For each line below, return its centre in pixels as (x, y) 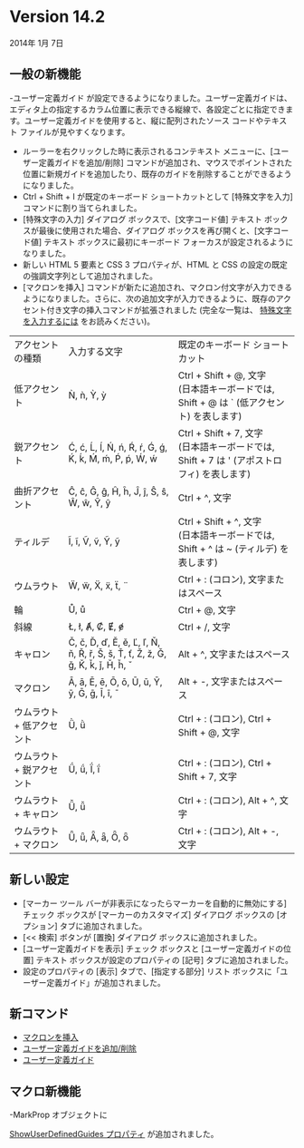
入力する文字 (96, 351)
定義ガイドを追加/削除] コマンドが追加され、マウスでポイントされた (166, 162)
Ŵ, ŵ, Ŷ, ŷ (90, 502)
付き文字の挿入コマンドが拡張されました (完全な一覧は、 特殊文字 (169, 309)
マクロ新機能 (45, 1091)
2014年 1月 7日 (37, 43)
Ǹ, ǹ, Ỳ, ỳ (87, 394)
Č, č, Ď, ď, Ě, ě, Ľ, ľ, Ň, (114, 642)
